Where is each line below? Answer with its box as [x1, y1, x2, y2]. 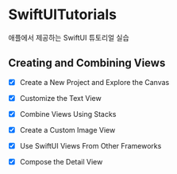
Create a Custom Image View [19, 125, 116, 134]
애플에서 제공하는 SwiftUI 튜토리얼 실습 [8, 33, 129, 42]
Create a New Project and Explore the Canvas [19, 77, 170, 87]
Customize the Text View [19, 93, 102, 102]
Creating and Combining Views [8, 56, 166, 70]
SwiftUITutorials [8, 6, 117, 24]
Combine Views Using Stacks [19, 109, 117, 118]
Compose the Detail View [19, 157, 103, 167]
